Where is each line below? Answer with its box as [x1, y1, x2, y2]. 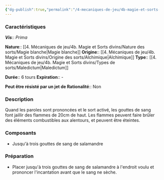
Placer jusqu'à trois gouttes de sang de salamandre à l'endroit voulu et [12, 164, 154, 170]
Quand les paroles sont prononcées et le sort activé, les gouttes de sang [5, 107, 151, 113]
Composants [5, 130, 37, 136]
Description [5, 96, 34, 103]
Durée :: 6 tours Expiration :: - [5, 74, 63, 80]
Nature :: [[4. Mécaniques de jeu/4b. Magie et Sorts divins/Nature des [5, 44, 145, 49]
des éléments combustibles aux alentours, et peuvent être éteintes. [5, 117, 141, 123]
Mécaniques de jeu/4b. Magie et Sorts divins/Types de [5, 59, 116, 65]
